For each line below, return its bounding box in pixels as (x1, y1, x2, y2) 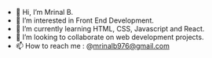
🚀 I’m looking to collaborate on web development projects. (15, 32, 204, 42)
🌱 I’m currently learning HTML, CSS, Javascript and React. (15, 24, 205, 33)
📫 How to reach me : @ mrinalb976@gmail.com (15, 42, 170, 50)
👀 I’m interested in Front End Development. (15, 16, 155, 25)
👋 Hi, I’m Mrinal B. (15, 8, 74, 16)
